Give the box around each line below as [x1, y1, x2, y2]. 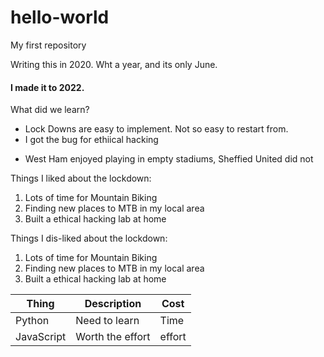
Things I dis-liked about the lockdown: [10, 232, 168, 245]
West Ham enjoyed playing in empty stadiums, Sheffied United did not [24, 153, 314, 165]
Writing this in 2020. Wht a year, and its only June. [10, 58, 218, 70]
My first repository [10, 39, 87, 51]
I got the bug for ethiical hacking [24, 134, 159, 146]
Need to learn [75, 314, 140, 328]
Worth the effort [75, 330, 151, 344]
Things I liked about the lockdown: [10, 172, 152, 185]
